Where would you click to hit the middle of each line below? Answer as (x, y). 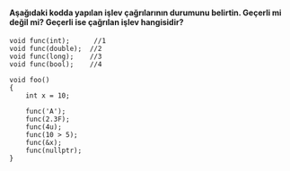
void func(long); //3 (56, 57)
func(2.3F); (48, 120)
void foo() (30, 81)
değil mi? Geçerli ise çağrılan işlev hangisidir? (97, 21)
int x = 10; (48, 96)
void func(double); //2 (56, 49)
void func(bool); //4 (56, 64)
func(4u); (44, 127)
